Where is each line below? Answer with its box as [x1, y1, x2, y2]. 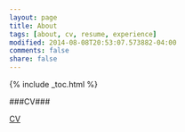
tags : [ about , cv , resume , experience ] [9, 29, 157, 38]
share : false [9, 54, 58, 63]
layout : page [9, 12, 58, 22]
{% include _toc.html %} [9, 79, 99, 89]
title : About [9, 21, 58, 30]
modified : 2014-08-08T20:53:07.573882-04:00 [9, 37, 177, 47]
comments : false [9, 46, 69, 55]
